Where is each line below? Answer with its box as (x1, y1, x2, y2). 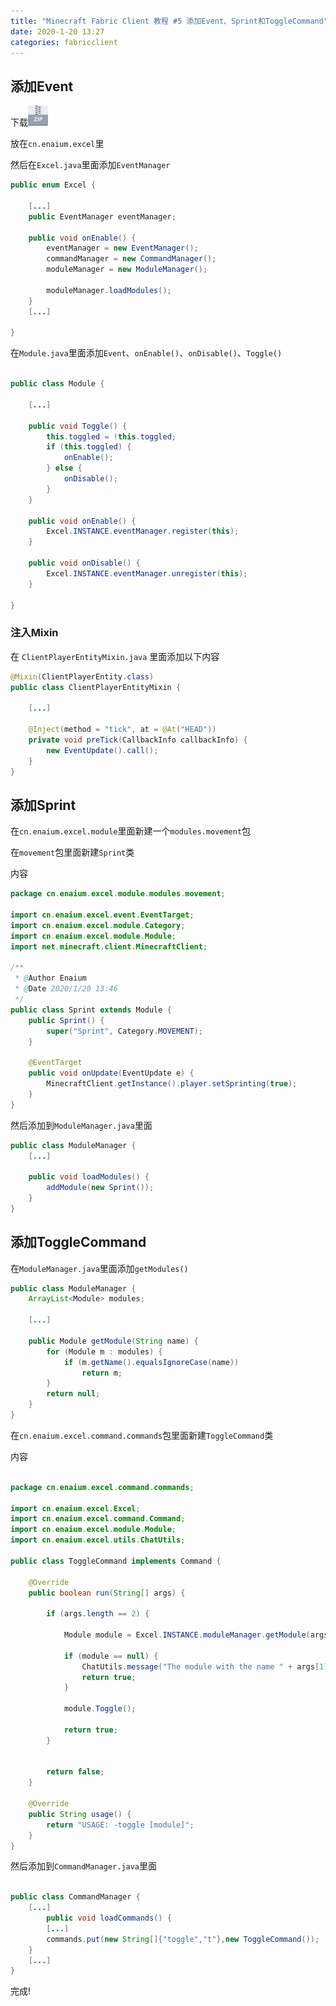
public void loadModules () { (28, 1172, 150, 1182)
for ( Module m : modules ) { (46, 1346, 163, 1357)
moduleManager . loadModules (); (46, 285, 172, 295)
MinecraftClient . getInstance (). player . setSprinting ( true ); (46, 1079, 298, 1089)
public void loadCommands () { (46, 1913, 172, 1924)
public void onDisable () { (28, 558, 141, 569)
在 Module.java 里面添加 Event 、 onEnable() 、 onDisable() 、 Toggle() (10, 347, 283, 359)
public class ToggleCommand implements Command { (10, 1556, 222, 1566)
